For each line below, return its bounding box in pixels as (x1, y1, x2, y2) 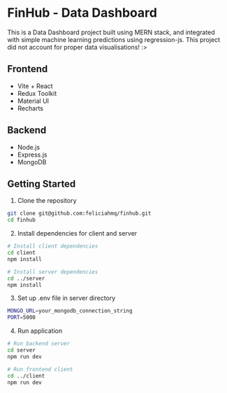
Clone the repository (17, 196, 77, 205)
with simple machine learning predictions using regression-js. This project (7, 35, 221, 43)
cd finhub (7, 217, 36, 224)
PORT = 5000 (7, 314, 36, 321)
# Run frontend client (7, 366, 73, 373)
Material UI (17, 97, 50, 105)
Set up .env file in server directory (17, 294, 116, 302)
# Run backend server (7, 341, 71, 348)
